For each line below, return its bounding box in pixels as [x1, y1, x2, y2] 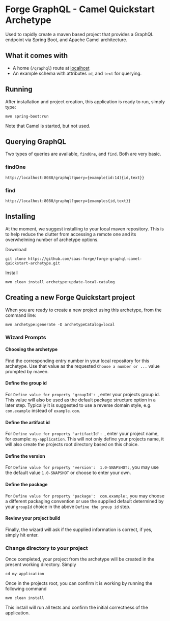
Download [5, 246, 27, 252]
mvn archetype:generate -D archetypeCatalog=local [5, 322, 115, 327]
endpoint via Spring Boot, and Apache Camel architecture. [5, 37, 128, 43]
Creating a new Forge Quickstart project [5, 293, 135, 302]
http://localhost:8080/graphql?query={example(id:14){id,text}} [5, 175, 145, 180]
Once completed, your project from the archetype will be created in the [5, 556, 155, 563]
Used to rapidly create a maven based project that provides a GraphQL [5, 31, 154, 37]
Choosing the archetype [5, 346, 58, 352]
